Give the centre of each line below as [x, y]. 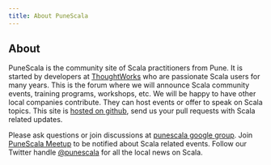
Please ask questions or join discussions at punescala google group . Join [131, 135]
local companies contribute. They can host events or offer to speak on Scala [135, 103]
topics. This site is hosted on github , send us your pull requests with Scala [132, 111]
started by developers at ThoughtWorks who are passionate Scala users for [134, 77]
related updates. [36, 120]
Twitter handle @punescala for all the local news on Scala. [106, 152]
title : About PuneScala [49, 16]
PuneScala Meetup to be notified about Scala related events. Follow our [127, 144]
